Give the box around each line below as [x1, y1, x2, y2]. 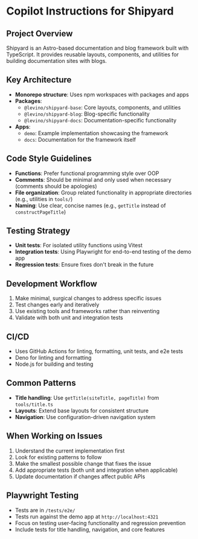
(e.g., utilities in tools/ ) [14, 195, 73, 202]
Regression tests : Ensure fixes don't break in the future [14, 261, 154, 268]
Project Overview [6, 28, 73, 39]
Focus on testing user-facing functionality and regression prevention [14, 519, 186, 526]
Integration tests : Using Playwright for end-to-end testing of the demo [14, 248, 191, 256]
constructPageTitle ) [14, 208, 66, 216]
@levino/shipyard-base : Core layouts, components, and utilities [24, 104, 181, 111]
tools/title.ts [14, 402, 54, 408]
